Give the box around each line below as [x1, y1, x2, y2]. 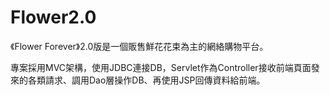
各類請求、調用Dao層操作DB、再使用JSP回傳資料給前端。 [27, 74, 266, 86]
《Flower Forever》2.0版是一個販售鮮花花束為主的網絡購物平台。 [10, 40, 269, 52]
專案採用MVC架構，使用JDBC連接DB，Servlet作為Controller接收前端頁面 [10, 61, 312, 73]
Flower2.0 [10, 6, 97, 29]
